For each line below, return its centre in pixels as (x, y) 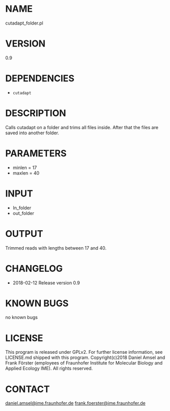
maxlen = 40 (26, 173)
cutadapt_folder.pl (24, 23)
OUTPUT (24, 234)
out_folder (23, 213)
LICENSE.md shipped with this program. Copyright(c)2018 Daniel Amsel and (85, 357)
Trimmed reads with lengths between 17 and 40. (56, 248)
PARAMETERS (36, 153)
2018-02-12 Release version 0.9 (46, 283)
